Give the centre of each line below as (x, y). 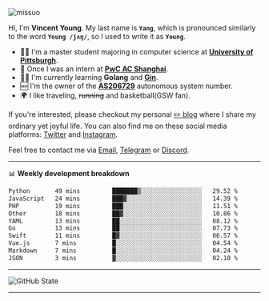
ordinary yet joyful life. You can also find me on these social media (118, 126)
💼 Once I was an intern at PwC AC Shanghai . (94, 69)
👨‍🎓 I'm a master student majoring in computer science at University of (137, 52)
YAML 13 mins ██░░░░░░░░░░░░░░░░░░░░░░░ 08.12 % (123, 221)
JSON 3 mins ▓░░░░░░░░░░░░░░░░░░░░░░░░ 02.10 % (123, 258)
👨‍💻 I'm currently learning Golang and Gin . (89, 77)
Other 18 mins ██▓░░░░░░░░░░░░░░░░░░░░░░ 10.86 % (123, 213)
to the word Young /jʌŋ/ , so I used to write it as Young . (97, 36)
